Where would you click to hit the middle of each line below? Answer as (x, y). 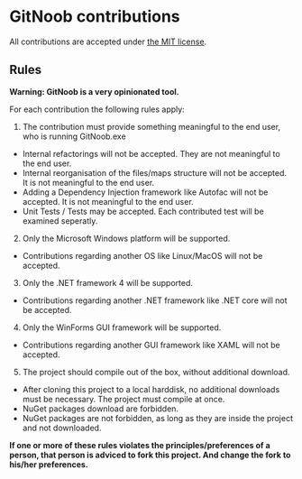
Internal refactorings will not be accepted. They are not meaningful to (151, 153)
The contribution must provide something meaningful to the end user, (151, 126)
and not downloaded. (62, 428)
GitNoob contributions (95, 17)
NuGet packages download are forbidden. (100, 409)
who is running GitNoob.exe (74, 136)
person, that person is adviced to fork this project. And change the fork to (150, 455)
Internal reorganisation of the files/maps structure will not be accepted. (154, 172)
